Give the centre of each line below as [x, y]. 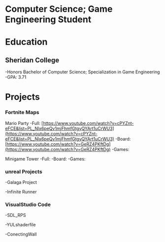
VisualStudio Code [28, 204]
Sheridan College [32, 60]
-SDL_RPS [16, 215]
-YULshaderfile [20, 225]
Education [26, 42]
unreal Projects [24, 172]
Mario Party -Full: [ [24, 123]
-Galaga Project [21, 182]
